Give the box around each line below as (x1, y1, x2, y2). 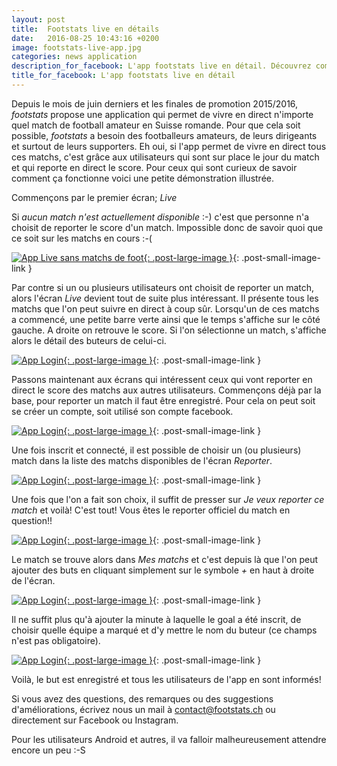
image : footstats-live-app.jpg (11, 42, 142, 53)
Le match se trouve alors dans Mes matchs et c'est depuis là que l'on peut (11, 553, 319, 565)
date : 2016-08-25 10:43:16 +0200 (11, 33, 160, 43)
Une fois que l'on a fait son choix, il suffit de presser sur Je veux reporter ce (11, 493, 325, 505)
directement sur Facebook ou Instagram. (11, 714, 179, 726)
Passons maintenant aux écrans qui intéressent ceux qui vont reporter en (11, 373, 313, 385)
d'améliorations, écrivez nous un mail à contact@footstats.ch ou (11, 703, 276, 715)
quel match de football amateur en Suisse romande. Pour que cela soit (11, 119, 301, 131)
